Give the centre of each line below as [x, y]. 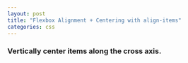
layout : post [27, 14]
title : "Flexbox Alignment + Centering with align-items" [94, 20]
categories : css [31, 27]
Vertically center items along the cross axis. [84, 51]
